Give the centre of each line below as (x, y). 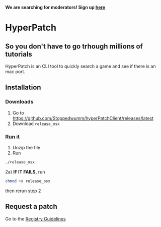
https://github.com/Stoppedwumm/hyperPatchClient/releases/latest (83, 118)
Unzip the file (26, 147)
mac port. (15, 72)
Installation (23, 88)
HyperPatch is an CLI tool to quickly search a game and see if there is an (80, 66)
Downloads (19, 102)
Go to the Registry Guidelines (36, 218)
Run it (13, 137)
